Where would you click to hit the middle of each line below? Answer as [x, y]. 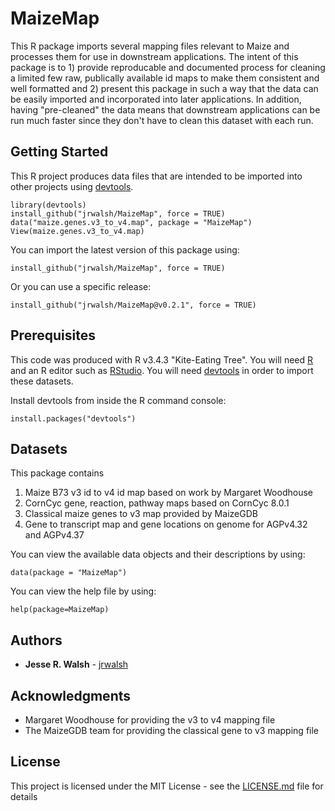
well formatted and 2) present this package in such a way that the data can [164, 88]
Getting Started [59, 152]
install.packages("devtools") [73, 418]
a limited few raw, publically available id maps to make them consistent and [165, 78]
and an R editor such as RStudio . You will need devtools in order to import [162, 370]
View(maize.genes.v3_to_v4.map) [77, 231]
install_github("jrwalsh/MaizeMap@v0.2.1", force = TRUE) [133, 305]
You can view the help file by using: [83, 591]
